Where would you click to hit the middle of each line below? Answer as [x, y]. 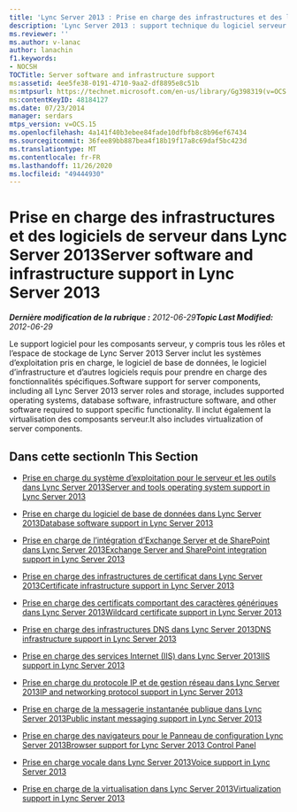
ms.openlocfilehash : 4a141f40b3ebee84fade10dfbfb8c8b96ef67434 [128, 133]
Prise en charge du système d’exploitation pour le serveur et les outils [149, 478]
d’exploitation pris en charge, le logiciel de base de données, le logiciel [138, 363]
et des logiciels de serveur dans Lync [148, 236]
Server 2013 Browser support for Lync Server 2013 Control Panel [139, 745]
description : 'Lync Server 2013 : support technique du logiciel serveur [148, 26]
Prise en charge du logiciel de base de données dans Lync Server [141, 514]
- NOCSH [23, 67]
